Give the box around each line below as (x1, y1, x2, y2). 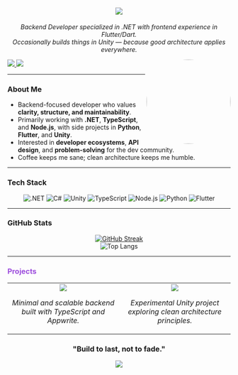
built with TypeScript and (21, 307, 106, 317)
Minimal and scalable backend (11, 298, 115, 308)
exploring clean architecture (127, 307, 222, 317)
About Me (7, 84, 42, 94)
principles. (157, 316, 193, 326)
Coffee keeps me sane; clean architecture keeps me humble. (17, 153, 195, 162)
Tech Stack (7, 178, 47, 187)
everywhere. (101, 45, 137, 53)
